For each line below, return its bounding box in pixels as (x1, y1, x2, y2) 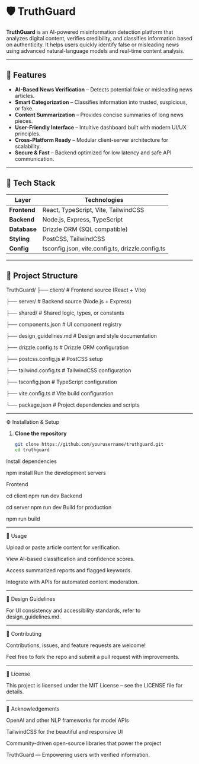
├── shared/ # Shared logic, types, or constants (6, 309, 124, 316)
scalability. (14, 142, 41, 150)
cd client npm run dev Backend (6, 492, 82, 499)
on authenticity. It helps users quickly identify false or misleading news (6, 41, 179, 48)
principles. (14, 130, 41, 137)
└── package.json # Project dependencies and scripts (6, 401, 140, 408)
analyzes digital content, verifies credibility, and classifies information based (6, 34, 192, 42)
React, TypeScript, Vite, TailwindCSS (42, 205, 145, 214)
